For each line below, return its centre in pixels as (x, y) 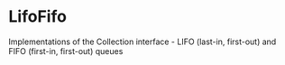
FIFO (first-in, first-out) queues (66, 51)
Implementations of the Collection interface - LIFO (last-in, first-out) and (142, 42)
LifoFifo (37, 17)
